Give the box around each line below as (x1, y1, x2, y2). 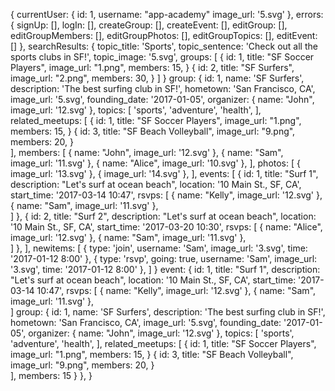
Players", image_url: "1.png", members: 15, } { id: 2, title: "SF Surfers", (10, 62, 295, 73)
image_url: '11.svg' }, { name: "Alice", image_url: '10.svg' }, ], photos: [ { (10, 157, 301, 169)
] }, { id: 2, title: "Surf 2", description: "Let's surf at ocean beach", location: (10, 210, 317, 222)
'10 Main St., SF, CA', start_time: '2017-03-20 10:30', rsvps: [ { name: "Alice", (10, 221, 323, 233)
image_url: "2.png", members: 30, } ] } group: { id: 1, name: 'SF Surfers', (10, 72, 305, 84)
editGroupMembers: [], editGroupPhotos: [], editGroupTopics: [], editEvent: (10, 30, 318, 41)
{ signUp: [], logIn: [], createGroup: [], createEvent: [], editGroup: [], (10, 19, 288, 31)
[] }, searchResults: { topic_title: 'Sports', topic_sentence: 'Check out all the (10, 40, 318, 52)
